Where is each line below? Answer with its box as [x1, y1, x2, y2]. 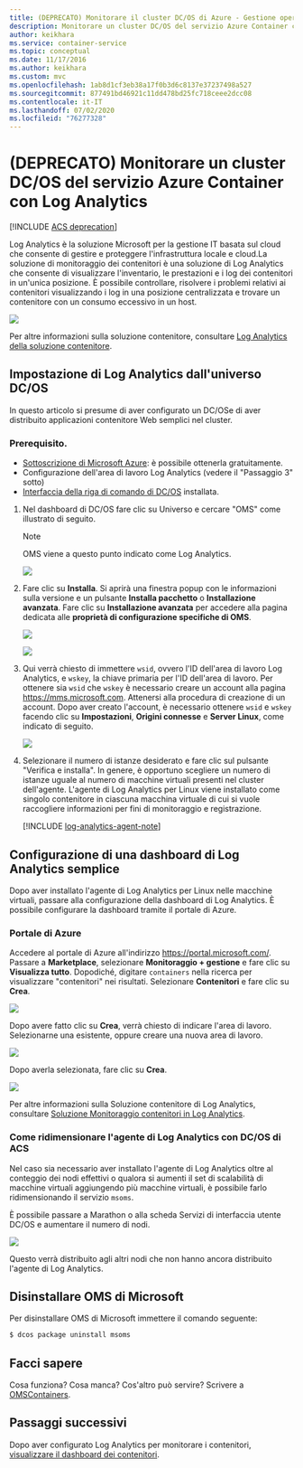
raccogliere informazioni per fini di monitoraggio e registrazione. [22, 804, 262, 814]
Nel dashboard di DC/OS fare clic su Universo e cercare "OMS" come [22, 503, 281, 515]
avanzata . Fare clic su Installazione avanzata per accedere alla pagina [22, 602, 289, 613]
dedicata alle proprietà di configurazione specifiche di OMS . [22, 612, 252, 623]
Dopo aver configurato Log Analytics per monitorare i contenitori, [9, 1439, 252, 1450]
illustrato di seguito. [22, 513, 96, 524]
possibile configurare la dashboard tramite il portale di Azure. [9, 904, 237, 915]
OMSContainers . [9, 1389, 71, 1400]
